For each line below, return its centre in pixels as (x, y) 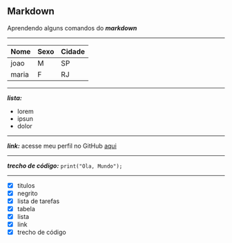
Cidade (73, 51)
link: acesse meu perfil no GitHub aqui (62, 146)
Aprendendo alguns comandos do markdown (72, 28)
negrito (27, 193)
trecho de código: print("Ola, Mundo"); (65, 166)
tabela (26, 209)
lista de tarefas (38, 201)
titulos (26, 185)
